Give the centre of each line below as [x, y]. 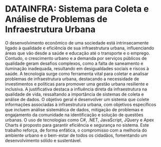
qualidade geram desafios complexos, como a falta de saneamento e [74, 63]
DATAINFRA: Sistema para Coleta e [77, 9]
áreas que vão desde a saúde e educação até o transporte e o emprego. [78, 53]
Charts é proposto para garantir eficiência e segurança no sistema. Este [77, 125]
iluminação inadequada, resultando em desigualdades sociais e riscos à [77, 68]
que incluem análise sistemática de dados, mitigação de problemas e [74, 109]
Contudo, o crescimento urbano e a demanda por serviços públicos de [76, 58]
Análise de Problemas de [56, 19]
